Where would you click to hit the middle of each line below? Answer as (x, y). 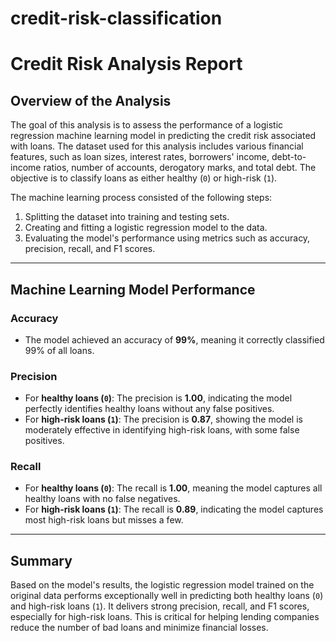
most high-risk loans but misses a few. (104, 520)
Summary (41, 560)
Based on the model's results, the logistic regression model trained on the (162, 585)
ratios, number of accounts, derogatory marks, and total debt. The (180, 168)
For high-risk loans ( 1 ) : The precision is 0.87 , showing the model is (163, 419)
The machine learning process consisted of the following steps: (141, 198)
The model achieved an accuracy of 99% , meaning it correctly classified (174, 339)
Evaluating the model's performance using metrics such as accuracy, (167, 238)
